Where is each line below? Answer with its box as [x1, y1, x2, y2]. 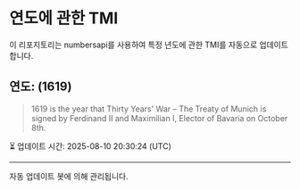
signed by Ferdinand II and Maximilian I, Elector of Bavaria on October [30, 112, 288, 123]
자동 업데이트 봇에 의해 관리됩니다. [9, 170, 129, 181]
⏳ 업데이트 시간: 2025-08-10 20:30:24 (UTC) [9, 140, 172, 152]
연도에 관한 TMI [9, 8, 119, 29]
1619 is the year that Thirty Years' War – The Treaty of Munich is [30, 103, 267, 114]
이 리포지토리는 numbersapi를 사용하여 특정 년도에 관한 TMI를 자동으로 [9, 39, 258, 50]
